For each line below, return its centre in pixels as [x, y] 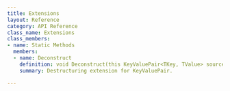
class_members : [29, 39]
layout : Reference [33, 20]
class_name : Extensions [41, 32]
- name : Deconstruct [42, 58]
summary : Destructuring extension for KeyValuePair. [96, 70]
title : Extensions [33, 13]
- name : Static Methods [41, 45]
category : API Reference [42, 26]
